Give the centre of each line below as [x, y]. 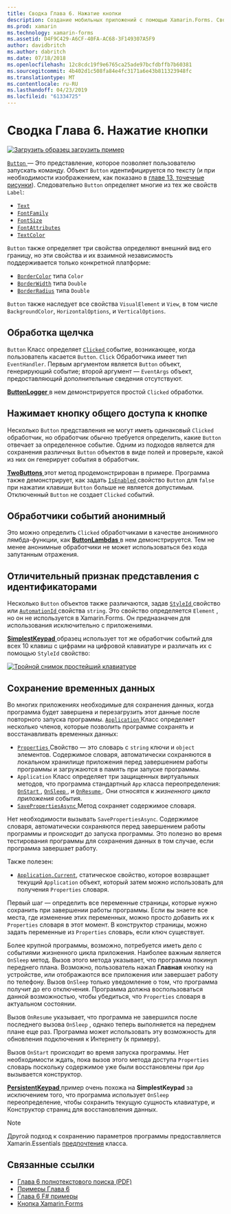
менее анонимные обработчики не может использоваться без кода [107, 547]
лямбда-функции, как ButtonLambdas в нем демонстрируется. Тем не [111, 540]
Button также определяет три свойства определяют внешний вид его [109, 247]
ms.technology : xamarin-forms [51, 33]
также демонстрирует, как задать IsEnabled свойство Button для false [111, 480]
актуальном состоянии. [42, 1004]
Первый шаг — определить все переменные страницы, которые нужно [112, 903]
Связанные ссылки [51, 1165]
